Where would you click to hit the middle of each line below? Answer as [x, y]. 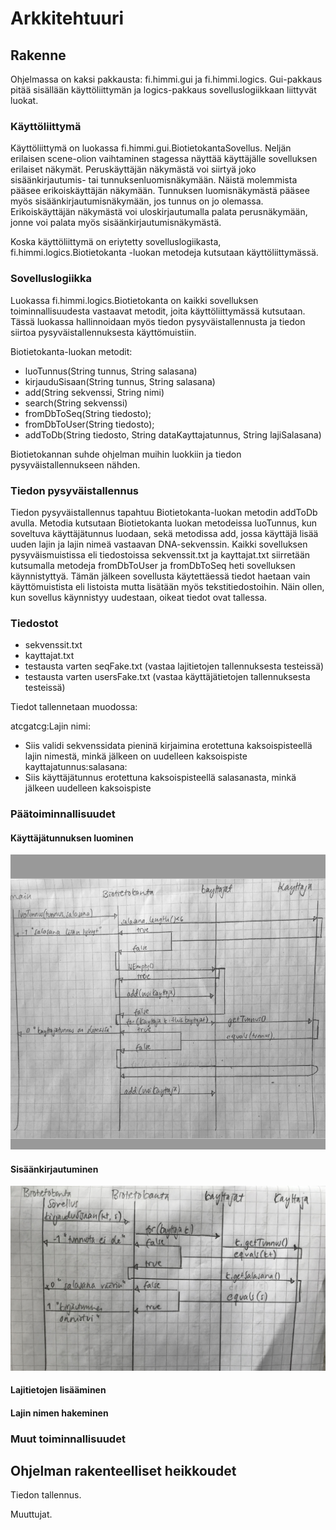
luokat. [24, 100]
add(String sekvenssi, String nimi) [94, 392]
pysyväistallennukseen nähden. [75, 464]
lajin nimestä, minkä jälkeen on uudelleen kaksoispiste [136, 756]
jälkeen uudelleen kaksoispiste [88, 788]
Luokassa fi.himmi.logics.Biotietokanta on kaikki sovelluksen [134, 300]
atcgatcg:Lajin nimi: [50, 726]
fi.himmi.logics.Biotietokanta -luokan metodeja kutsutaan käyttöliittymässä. [164, 253]
